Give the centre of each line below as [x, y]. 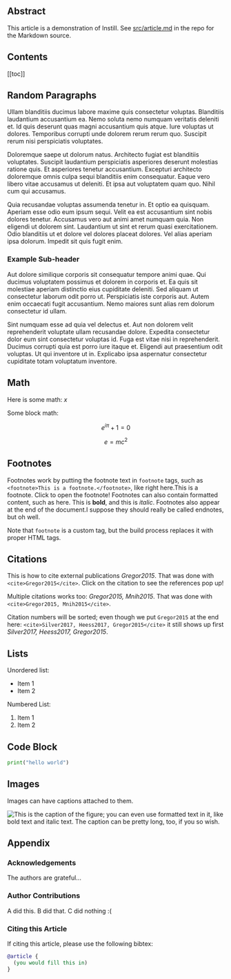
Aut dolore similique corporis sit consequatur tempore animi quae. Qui [107, 274]
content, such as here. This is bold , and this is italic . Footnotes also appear [113, 502]
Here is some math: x [37, 399]
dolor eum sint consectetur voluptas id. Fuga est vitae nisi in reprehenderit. [114, 339]
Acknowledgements [42, 863]
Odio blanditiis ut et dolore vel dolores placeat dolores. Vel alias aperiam [110, 234]
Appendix [29, 843]
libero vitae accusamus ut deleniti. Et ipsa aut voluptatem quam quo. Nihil [111, 184]
